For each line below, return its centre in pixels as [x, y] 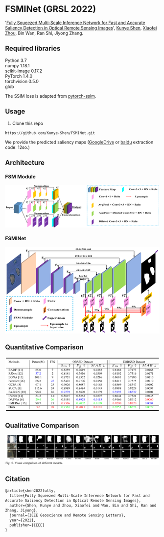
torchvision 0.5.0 [22, 81]
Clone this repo [27, 123]
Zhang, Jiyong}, [22, 510]
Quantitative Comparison [45, 347]
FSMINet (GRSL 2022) [51, 9]
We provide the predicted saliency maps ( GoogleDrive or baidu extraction [79, 142]
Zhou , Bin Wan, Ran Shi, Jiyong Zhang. [44, 33]
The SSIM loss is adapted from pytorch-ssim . [51, 96]
